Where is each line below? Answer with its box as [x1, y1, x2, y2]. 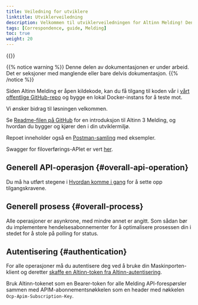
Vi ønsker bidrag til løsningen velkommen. [6, 105, 108, 112]
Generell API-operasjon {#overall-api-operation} [6, 163, 189, 173]
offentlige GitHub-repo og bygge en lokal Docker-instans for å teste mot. [6, 94, 183, 101]
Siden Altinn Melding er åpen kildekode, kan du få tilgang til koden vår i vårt [6, 88, 190, 94]
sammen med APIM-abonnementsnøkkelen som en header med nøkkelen [6, 286, 184, 293]
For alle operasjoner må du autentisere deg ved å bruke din [6, 263, 150, 270]
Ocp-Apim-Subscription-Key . [6, 293, 74, 300]
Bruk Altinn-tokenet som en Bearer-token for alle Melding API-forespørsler [6, 280, 187, 287]
